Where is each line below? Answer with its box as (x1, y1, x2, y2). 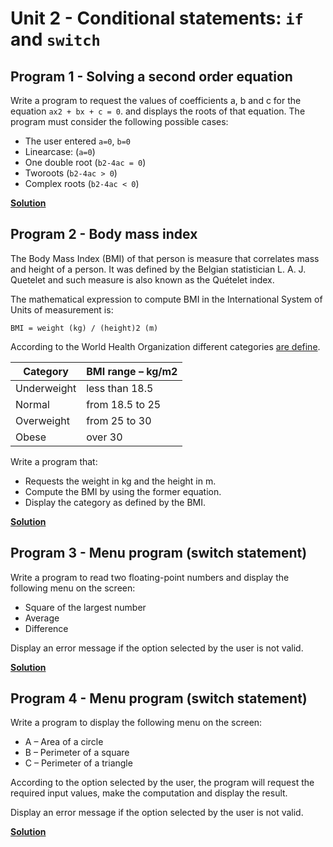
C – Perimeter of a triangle (24, 757, 133, 769)
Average (24, 612, 60, 624)
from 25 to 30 (86, 413, 152, 427)
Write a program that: (10, 455, 98, 467)
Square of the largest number (24, 601, 147, 613)
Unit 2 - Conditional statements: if (10, 7, 304, 30)
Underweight (15, 381, 77, 395)
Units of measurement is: (10, 303, 114, 316)
